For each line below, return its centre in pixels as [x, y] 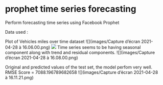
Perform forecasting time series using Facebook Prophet [62, 22]
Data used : [17, 32]
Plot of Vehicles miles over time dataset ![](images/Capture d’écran [73, 41]
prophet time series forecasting [71, 9]
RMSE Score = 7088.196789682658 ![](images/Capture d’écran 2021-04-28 [81, 72]
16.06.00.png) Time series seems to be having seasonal [81, 47]
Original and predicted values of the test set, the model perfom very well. [79, 67]
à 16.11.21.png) [19, 77]
